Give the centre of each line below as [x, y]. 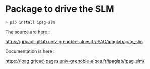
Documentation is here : [30, 51]
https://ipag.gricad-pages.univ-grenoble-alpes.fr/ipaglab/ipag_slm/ [75, 61]
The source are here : [28, 32]
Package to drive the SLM [60, 9]
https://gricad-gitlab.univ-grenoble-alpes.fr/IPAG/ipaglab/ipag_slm [74, 41]
